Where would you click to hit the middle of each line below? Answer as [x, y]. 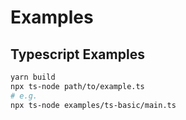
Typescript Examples [77, 54]
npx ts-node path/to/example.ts [77, 86]
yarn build [33, 77]
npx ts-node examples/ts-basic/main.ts [93, 105]
